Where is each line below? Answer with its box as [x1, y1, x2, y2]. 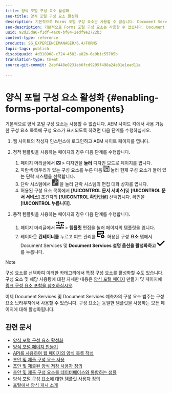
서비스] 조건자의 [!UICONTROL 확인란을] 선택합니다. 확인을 [25, 194, 145, 200]
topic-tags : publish [5, 46, 50, 51]
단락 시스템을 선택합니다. [26, 173, 75, 179]
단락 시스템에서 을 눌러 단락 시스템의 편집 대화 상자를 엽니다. [20, 181, 148, 187]
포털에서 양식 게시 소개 [12, 382, 58, 388]
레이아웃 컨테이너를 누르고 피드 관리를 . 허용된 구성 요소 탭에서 [20, 234, 153, 240]
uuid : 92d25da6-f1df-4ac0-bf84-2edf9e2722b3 [5, 30, 102, 35]
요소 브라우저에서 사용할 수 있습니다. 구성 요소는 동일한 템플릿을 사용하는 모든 [5, 300, 160, 306]
